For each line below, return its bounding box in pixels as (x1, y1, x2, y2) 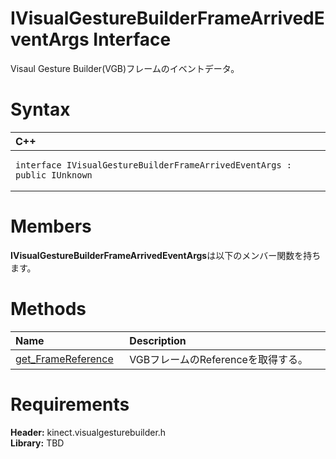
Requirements (10, 393, 130, 416)
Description (129, 333, 187, 347)
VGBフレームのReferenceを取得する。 (129, 352, 308, 366)
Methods (10, 298, 87, 320)
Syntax (10, 98, 71, 121)
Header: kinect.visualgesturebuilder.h (10, 426, 167, 438)
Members (10, 215, 92, 238)
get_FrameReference (15, 352, 114, 366)
